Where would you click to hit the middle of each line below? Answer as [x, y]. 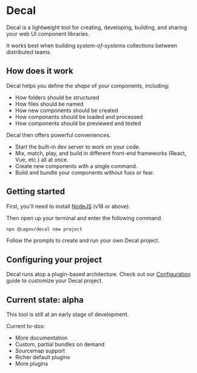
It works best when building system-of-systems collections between [92, 45]
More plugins [32, 364]
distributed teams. [29, 52]
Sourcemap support [40, 351]
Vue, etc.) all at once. [42, 160]
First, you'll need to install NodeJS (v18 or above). [68, 206]
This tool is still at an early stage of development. [68, 314]
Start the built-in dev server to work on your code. [78, 147]
